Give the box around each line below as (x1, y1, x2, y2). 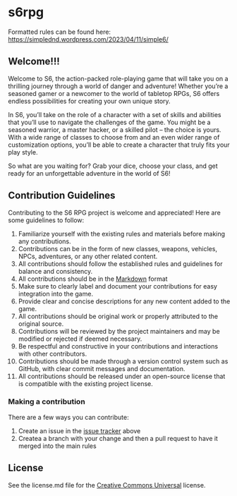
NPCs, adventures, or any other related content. (18, 252, 158, 260)
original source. (18, 319, 64, 328)
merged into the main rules (18, 442, 97, 450)
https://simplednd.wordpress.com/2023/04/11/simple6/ (8, 35, 169, 43)
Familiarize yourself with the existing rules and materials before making (18, 229, 225, 238)
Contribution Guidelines (8, 190, 116, 202)
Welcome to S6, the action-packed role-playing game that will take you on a (8, 74, 229, 83)
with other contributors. (18, 349, 87, 358)
